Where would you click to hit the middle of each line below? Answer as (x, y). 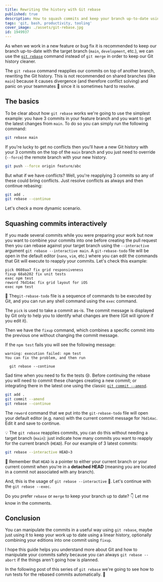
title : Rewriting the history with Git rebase (53, 9)
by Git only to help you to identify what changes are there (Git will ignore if (79, 316)
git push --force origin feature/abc (43, 166)
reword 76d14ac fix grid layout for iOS (47, 283)
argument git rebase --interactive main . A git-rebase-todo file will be (77, 251)
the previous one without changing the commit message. (62, 335)
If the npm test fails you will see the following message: (60, 345)
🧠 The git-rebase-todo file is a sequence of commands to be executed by (78, 296)
